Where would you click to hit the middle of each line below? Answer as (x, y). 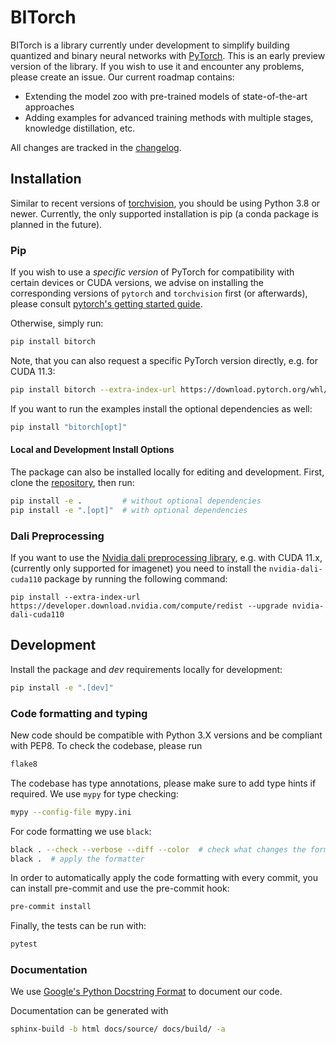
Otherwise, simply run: (57, 323)
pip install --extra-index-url (75, 597)
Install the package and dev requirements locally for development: (146, 669)
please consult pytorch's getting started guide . (106, 304)
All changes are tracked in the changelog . (96, 147)
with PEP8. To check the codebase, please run (106, 745)
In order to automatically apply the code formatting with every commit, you (164, 878)
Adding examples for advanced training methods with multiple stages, (169, 117)
